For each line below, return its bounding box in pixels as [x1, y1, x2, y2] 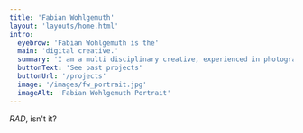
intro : [9, 30, 34, 39]
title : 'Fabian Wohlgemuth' [9, 13, 115, 22]
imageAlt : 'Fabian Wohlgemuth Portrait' [17, 88, 171, 97]
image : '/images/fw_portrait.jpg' [17, 80, 147, 89]
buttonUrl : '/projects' [17, 72, 106, 81]
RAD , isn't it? [9, 113, 57, 124]
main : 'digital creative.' [17, 47, 119, 56]
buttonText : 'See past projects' [17, 64, 143, 73]
